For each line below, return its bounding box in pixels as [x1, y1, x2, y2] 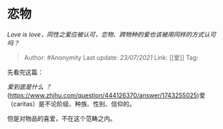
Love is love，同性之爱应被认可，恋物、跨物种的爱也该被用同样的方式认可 [7, 30, 216, 38]
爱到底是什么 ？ [7, 82, 52, 91]
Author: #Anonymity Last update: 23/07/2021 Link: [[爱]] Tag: [23, 53, 199, 62]
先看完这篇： [7, 68, 43, 76]
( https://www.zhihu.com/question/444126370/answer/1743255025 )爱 [7, 91, 206, 99]
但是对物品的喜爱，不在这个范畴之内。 [7, 114, 116, 122]
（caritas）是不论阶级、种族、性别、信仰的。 [7, 99, 136, 108]
